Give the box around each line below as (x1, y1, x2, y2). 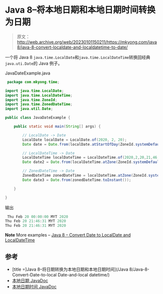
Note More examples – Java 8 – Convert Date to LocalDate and (5, 232, 131, 238)
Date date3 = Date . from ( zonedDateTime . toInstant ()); (22, 177, 131, 183)
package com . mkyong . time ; (7, 79, 60, 84)
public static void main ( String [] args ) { (14, 124, 101, 129)
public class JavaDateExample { (5, 115, 70, 120)
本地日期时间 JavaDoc (12, 284, 57, 290)
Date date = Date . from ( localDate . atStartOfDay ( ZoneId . (22, 142, 136, 147)
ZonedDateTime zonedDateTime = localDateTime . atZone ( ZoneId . (22, 173, 149, 178)
